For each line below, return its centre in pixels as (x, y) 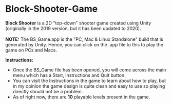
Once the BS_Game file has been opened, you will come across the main (89, 70)
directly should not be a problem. (48, 91)
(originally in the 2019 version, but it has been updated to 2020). (73, 28)
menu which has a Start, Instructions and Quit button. (69, 75)
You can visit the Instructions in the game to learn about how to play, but (89, 81)
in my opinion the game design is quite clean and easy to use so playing (89, 86)
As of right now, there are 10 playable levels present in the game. (81, 97)
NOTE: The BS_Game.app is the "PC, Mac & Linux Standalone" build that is (84, 39)
